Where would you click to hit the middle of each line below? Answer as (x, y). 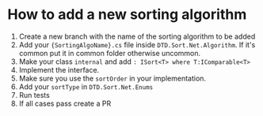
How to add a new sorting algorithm (127, 15)
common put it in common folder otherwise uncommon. (110, 53)
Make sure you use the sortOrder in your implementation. (112, 78)
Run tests (34, 95)
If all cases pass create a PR (65, 103)
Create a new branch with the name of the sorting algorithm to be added (137, 36)
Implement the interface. (59, 69)
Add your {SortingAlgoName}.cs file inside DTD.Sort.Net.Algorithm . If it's (137, 44)
